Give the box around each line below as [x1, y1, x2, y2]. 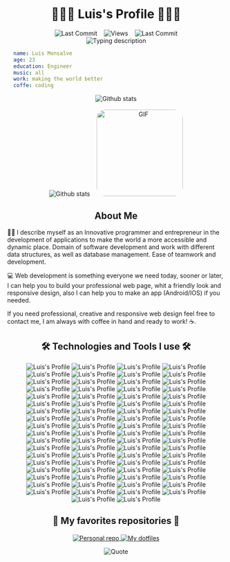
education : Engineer [13, 62, 73, 70]
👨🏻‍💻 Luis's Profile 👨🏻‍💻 [50, 6, 182, 22]
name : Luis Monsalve [13, 50, 73, 57]
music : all [13, 69, 45, 76]
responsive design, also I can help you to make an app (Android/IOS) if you [7, 289, 220, 297]
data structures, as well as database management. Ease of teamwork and [7, 251, 216, 258]
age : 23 [13, 56, 36, 63]
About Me [94, 210, 138, 221]
